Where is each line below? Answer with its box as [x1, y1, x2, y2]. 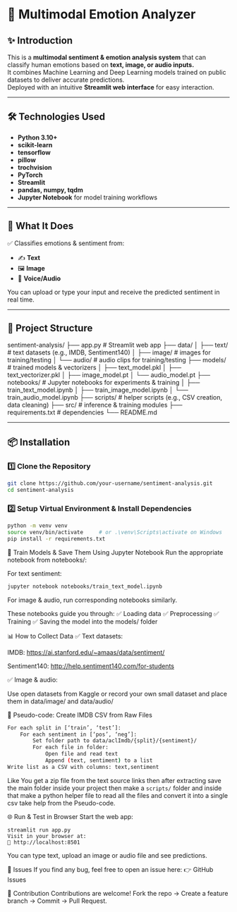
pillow [17, 155, 37, 164]
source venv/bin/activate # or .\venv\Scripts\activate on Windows [7, 529, 222, 536]
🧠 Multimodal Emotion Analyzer [7, 6, 196, 23]
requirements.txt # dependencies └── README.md [7, 408, 157, 417]
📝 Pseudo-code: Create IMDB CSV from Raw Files [7, 710, 153, 719]
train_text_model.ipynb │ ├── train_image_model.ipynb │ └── [7, 386, 188, 394]
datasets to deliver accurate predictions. [7, 75, 125, 84]
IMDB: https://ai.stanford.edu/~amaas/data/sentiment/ [7, 648, 165, 656]
